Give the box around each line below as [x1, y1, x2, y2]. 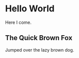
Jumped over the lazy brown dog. [5, 47, 75, 53]
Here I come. [5, 19, 32, 25]
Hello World [5, 3, 55, 14]
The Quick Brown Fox [5, 34, 73, 42]
